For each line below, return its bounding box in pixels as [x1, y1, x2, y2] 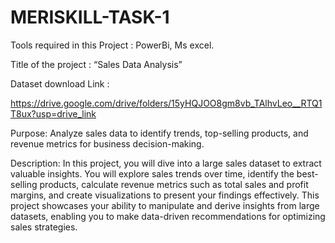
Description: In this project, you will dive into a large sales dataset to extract [10, 157, 322, 169]
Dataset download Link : [10, 77, 110, 90]
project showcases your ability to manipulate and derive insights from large [10, 199, 320, 211]
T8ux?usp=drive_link [10, 107, 97, 120]
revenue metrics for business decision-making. [10, 137, 205, 150]
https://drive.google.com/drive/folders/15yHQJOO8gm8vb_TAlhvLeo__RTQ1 [10, 97, 323, 109]
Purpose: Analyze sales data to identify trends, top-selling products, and [10, 127, 309, 139]
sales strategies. [10, 221, 78, 233]
